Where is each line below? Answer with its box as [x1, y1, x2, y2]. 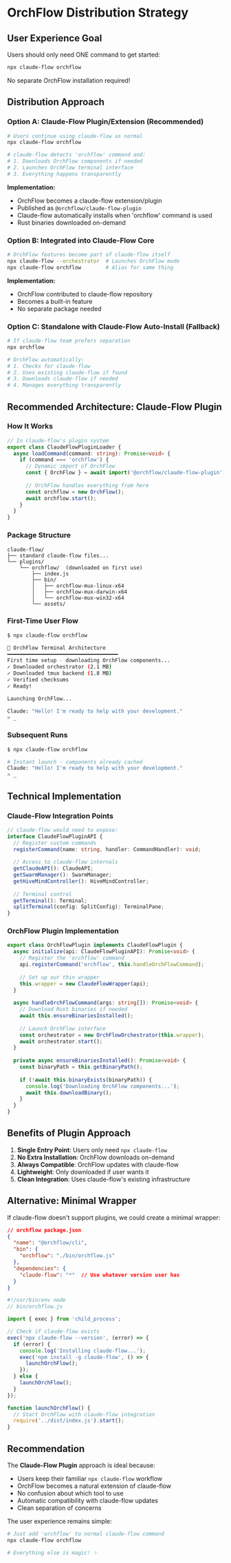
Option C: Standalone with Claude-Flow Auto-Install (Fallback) [7, 322, 220, 331]
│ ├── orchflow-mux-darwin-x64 [32, 588, 128, 595]
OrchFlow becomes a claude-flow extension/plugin [16, 196, 163, 205]
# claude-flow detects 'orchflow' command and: [7, 152, 146, 159]
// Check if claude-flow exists [7, 1328, 100, 1335]
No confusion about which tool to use [16, 1489, 124, 1498]
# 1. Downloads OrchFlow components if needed [7, 158, 143, 165]
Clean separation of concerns [16, 1504, 102, 1512]
